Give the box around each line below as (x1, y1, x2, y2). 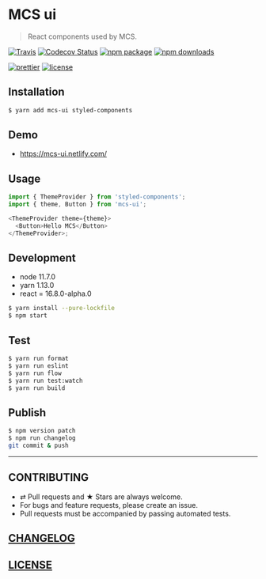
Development (8, 252, 77, 265)
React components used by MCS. (27, 32, 137, 41)
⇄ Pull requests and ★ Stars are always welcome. (19, 492, 184, 501)
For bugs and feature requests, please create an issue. (19, 500, 198, 509)
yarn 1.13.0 (19, 281, 55, 290)
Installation (8, 85, 65, 99)
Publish (8, 406, 47, 419)
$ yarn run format (8, 354, 69, 362)
